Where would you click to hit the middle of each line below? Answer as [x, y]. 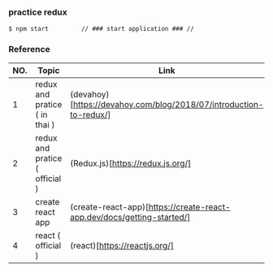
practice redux [38, 12]
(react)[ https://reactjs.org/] [122, 245]
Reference [29, 50]
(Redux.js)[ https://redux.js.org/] [131, 163]
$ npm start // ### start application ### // [102, 29]
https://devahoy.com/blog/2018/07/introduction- [168, 104]
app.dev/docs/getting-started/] [130, 217]
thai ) [45, 124]
